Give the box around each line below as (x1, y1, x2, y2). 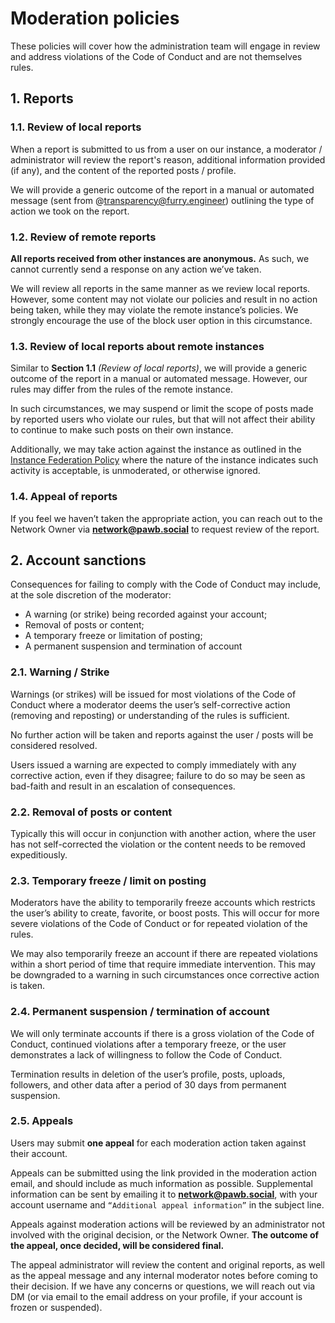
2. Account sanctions (10, 552, 147, 569)
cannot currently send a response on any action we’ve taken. (10, 263, 262, 275)
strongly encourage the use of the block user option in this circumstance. (10, 314, 313, 326)
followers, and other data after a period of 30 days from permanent (10, 1078, 287, 1091)
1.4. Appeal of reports (10, 490, 118, 504)
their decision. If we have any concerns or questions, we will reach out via (10, 1280, 316, 1292)
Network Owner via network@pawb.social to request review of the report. (10, 523, 320, 535)
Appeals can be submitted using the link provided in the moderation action (10, 1167, 318, 1179)
